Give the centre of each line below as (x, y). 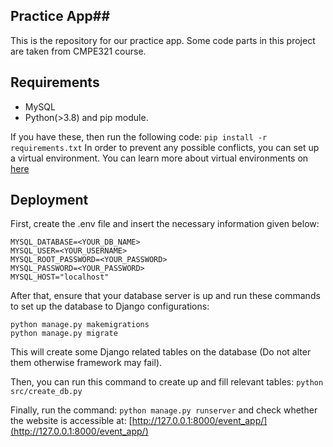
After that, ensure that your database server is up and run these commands (165, 296)
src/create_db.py (46, 392)
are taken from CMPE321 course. (78, 51)
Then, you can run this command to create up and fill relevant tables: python (167, 382)
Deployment (49, 200)
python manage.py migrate (64, 334)
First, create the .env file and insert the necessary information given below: (165, 224)
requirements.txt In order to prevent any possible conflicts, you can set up (165, 147)
